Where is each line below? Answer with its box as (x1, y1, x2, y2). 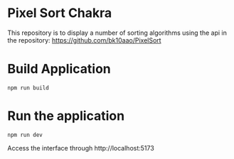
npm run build (7, 84, 50, 92)
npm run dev (7, 131, 43, 138)
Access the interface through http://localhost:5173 (7, 143, 154, 152)
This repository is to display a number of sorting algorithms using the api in (7, 28, 228, 37)
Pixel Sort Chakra (7, 5, 112, 21)
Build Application (7, 61, 112, 77)
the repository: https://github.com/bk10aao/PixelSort (7, 35, 161, 44)
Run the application (7, 108, 125, 124)
